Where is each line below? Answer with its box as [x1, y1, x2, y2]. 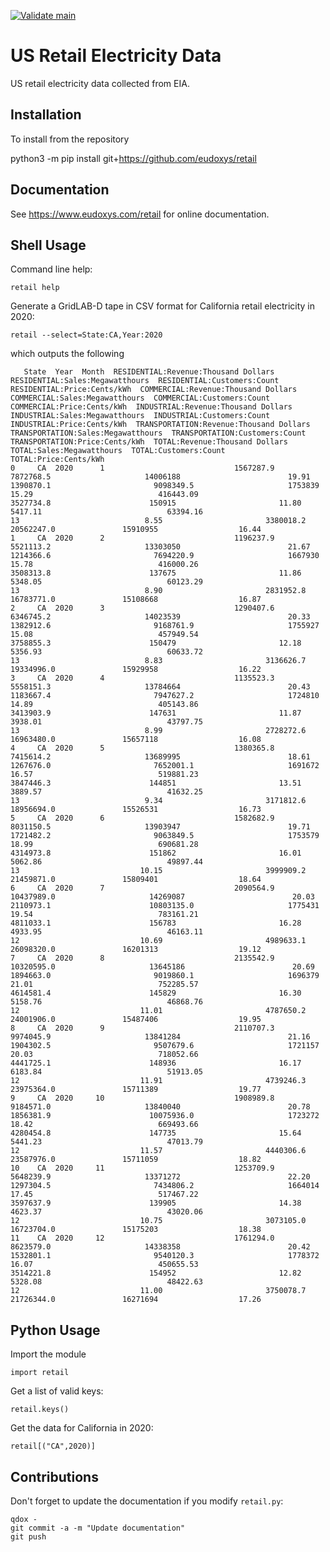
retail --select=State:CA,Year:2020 [10, 330, 163, 340]
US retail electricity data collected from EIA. [10, 77, 190, 89]
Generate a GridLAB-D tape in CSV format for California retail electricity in [10, 300, 316, 312]
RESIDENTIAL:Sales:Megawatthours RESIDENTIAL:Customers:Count [10, 376, 280, 386]
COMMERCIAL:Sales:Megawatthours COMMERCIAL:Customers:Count [10, 393, 271, 404]
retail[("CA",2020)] [10, 1441, 97, 1452]
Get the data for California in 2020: [10, 1422, 154, 1434]
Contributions [10, 1468, 99, 1485]
